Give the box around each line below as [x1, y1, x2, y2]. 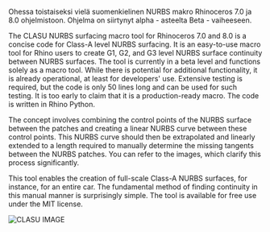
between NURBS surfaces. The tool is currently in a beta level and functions [8, 56, 260, 66]
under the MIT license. [8, 199, 83, 209]
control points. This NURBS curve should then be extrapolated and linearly [8, 132, 255, 142]
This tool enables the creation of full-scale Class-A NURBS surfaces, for [8, 173, 247, 183]
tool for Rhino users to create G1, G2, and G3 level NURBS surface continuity [8, 48, 263, 57]
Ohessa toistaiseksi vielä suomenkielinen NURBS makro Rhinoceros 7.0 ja [8, 7, 252, 16]
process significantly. [8, 158, 80, 168]
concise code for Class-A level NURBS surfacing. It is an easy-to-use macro [8, 39, 261, 49]
